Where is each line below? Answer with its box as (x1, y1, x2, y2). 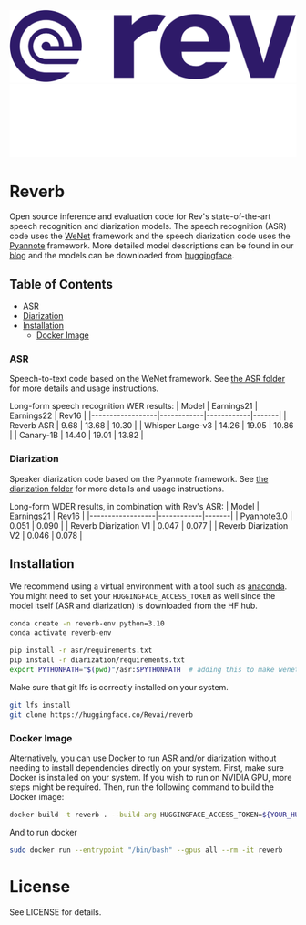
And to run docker (9, 826, 77, 837)
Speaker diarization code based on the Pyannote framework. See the (9, 473, 269, 484)
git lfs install (9, 700, 71, 710)
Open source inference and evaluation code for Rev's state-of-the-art (9, 211, 271, 222)
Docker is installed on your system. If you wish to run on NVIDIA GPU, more (9, 773, 292, 783)
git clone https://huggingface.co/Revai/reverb (9, 710, 194, 720)
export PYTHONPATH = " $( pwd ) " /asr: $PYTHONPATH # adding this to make (9, 666, 275, 675)
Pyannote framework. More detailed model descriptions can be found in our (9, 240, 294, 251)
